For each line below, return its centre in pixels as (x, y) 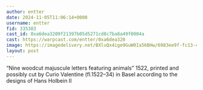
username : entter (28, 23)
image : (14, 46)
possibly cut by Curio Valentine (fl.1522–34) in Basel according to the (92, 74)
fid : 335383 (21, 28)
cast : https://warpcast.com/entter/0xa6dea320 (66, 40)
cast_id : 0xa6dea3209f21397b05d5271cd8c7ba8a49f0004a (76, 34)
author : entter (25, 12)
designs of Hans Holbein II (39, 80)
